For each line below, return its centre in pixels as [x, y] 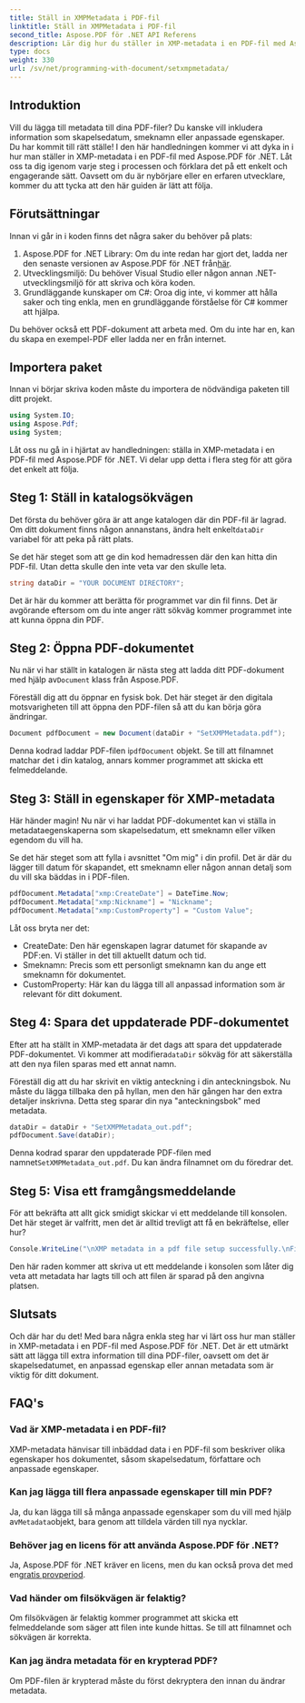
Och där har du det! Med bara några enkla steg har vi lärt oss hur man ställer [152, 1336]
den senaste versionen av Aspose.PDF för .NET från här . [127, 263]
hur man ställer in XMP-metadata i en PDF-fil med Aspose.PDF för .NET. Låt [151, 156]
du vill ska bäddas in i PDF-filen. [69, 877]
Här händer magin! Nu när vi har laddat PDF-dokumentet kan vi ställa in [143, 821]
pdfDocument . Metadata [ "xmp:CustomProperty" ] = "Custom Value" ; [132, 911]
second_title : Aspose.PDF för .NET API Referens [103, 35]
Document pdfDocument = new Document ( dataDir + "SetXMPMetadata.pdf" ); [148, 733]
